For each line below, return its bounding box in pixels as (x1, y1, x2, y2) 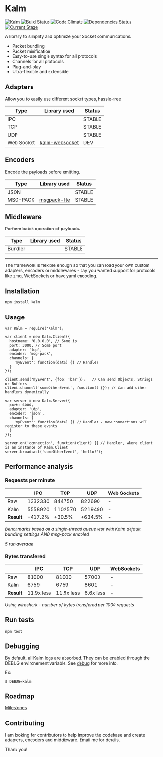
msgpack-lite (39, 196, 70, 203)
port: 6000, (9, 403, 34, 407)
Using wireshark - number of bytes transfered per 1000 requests (5, 601, 134, 608)
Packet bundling (12, 43, 45, 49)
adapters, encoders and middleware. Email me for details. (5, 737, 120, 743)
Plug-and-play (12, 64, 41, 70)
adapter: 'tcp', (9, 347, 42, 352)
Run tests (5, 616, 34, 624)
